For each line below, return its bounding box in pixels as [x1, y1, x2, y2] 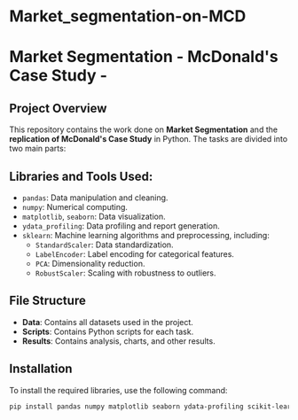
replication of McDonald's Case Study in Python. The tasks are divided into [9, 134, 288, 144]
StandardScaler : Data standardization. [35, 239, 175, 250]
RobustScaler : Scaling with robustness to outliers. [35, 268, 216, 278]
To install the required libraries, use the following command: [9, 385, 228, 395]
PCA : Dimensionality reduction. [35, 259, 145, 268]
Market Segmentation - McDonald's [9, 47, 279, 67]
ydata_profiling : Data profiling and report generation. [21, 221, 220, 231]
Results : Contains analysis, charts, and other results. [21, 335, 216, 346]
